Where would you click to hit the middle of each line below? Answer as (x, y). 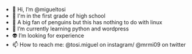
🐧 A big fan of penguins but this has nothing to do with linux (87, 22)
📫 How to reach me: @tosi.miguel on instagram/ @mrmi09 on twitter (99, 45)
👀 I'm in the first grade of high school (59, 16)
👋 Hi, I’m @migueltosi (39, 9)
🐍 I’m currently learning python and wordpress (70, 29)
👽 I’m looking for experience (48, 35)
